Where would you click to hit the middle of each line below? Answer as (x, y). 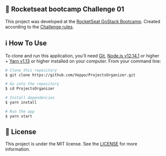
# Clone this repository (31, 70)
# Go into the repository (32, 84)
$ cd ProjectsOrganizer (30, 89)
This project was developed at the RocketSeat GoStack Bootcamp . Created (83, 21)
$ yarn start (19, 116)
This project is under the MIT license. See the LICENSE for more (71, 144)
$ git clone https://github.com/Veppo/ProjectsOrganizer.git (70, 75)
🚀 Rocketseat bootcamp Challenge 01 (65, 9)
